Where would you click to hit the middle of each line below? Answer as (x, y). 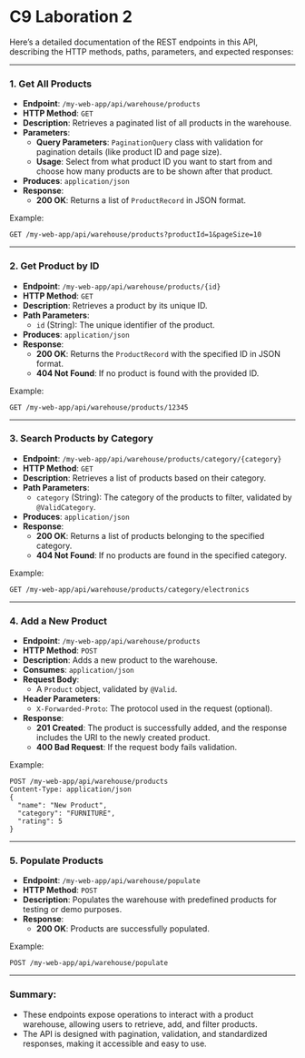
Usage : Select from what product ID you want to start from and (154, 162)
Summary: (33, 994)
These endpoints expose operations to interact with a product (138, 1014)
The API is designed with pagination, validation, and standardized (145, 1033)
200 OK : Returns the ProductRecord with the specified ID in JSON (158, 353)
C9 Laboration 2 (71, 17)
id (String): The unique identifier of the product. (125, 324)
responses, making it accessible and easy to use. (114, 1043)
